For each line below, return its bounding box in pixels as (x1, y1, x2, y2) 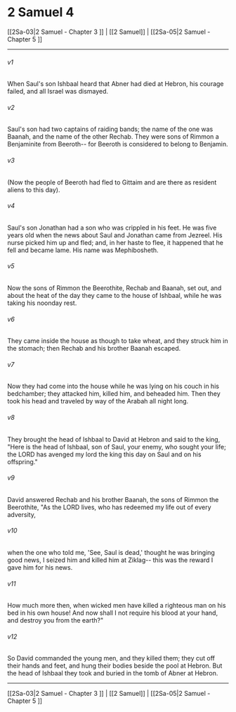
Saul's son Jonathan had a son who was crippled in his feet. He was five (7, 223, 217, 232)
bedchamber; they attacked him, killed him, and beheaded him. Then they (7, 389, 221, 398)
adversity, (7, 510, 37, 518)
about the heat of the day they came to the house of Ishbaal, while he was (7, 291, 222, 299)
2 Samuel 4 (7, 4, 74, 20)
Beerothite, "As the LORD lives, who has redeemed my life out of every (7, 503, 212, 511)
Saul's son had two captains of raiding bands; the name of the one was (7, 125, 214, 134)
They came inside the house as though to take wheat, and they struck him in (7, 337, 228, 345)
